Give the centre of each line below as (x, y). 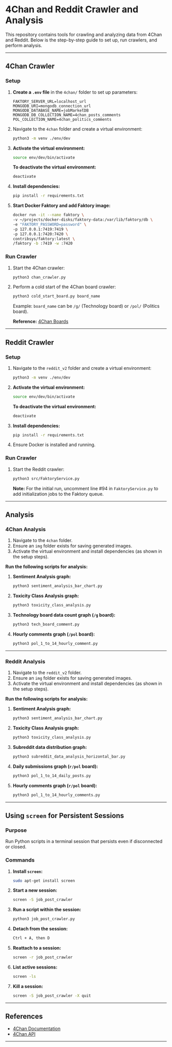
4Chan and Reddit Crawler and (72, 9)
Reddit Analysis (25, 661)
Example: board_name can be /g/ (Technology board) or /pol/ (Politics (86, 306)
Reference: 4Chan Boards (40, 322)
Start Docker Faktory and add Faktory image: (62, 205)
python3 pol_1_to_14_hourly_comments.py (56, 795)
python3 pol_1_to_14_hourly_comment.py (55, 643)
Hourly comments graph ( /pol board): (54, 634)
